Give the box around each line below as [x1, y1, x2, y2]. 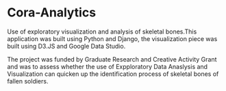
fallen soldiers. [7, 77, 49, 85]
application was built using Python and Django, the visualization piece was [7, 34, 218, 42]
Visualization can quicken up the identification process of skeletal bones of [7, 70, 219, 78]
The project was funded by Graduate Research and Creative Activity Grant [7, 55, 217, 63]
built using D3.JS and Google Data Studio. [7, 42, 126, 50]
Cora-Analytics [7, 5, 97, 21]
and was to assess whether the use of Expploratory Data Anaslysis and [7, 62, 208, 70]
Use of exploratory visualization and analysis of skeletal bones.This [7, 27, 197, 36]
